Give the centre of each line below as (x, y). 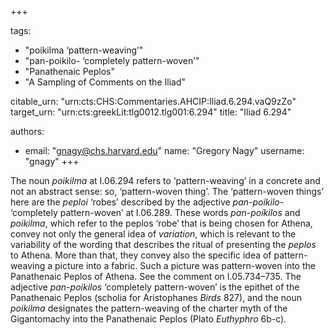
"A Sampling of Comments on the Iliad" (105, 82)
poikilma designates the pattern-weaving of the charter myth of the (149, 308)
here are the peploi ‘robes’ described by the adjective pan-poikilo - (147, 202)
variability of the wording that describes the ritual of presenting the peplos (163, 244)
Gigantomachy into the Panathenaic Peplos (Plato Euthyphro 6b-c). (148, 319)
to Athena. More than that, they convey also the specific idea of (141, 255)
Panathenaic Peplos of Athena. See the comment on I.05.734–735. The (156, 276)
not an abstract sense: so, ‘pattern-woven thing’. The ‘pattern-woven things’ (167, 191)
